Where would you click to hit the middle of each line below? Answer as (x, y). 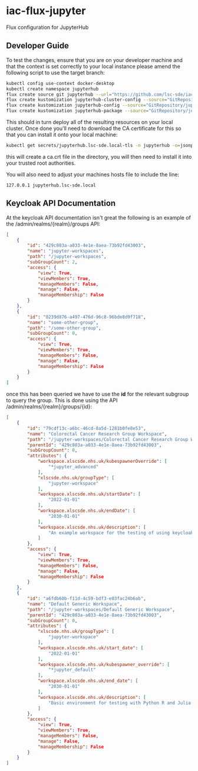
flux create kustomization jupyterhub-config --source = (76, 105)
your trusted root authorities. (41, 163)
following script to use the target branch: (55, 73)
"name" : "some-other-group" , (63, 322)
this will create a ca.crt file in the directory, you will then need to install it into (99, 156)
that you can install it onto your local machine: (62, 135)
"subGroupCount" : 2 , (52, 262)
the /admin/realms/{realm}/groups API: (53, 224)
